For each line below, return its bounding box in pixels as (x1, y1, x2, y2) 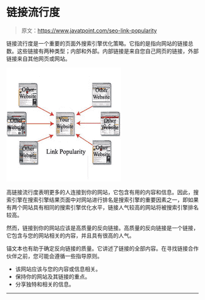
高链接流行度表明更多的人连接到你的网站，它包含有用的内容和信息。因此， (6, 188, 193, 195)
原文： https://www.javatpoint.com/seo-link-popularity (21, 27, 157, 34)
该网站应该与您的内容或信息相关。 (15, 265, 101, 273)
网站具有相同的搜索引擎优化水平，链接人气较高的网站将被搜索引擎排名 (22, 203, 199, 211)
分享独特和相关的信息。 (15, 281, 74, 288)
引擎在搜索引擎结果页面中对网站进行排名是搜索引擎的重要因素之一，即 (11, 196, 188, 203)
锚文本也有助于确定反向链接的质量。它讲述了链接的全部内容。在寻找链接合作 (6, 245, 199, 252)
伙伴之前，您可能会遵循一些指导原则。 (6, 252, 103, 259)
